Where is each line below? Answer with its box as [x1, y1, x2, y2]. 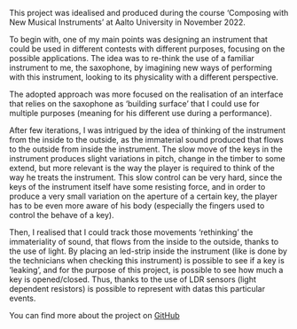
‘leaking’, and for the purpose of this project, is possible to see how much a [9, 265, 284, 275]
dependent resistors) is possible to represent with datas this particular [9, 284, 266, 294]
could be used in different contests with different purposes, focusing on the [9, 43, 285, 54]
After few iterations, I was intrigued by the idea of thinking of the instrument [9, 125, 286, 136]
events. [9, 293, 36, 303]
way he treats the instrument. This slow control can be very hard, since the [9, 172, 283, 183]
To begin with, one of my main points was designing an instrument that [9, 35, 269, 44]
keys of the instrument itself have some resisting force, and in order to [9, 182, 266, 192]
